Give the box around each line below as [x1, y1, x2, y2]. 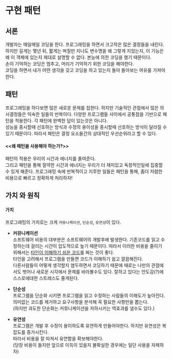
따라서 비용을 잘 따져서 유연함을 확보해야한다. [12, 335, 104, 342]
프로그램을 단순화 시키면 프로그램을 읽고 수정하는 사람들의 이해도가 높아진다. [12, 292, 165, 298]
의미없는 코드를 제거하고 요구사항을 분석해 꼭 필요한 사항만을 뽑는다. [12, 299, 149, 305]
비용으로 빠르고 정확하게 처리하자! [5, 175, 73, 181]
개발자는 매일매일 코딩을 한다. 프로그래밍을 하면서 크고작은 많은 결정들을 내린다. [5, 42, 164, 47]
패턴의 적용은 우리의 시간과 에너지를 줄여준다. [5, 155, 96, 162]
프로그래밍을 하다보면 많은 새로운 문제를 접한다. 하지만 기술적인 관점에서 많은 [5, 104, 159, 111]
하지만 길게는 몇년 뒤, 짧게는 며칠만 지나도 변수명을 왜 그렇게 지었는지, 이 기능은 [5, 48, 164, 54]
